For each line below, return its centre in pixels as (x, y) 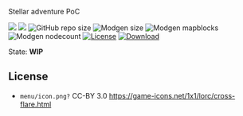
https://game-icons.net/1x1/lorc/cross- (172, 95)
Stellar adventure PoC (44, 12)
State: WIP (26, 52)
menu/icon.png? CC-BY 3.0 (63, 95)
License (28, 77)
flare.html (35, 104)
